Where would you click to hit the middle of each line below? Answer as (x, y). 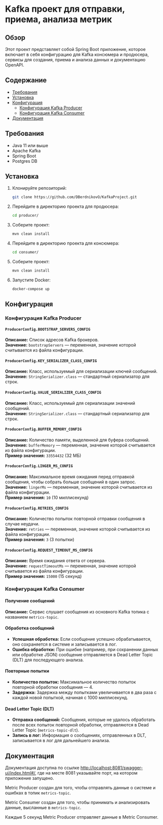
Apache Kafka (26, 150)
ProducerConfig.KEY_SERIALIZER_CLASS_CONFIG (51, 361)
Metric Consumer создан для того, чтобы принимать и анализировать (78, 802)
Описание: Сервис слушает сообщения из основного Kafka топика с (77, 612)
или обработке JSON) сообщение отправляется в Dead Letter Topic (82, 654)
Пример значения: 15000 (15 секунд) (43, 576)
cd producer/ (25, 216)
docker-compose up (31, 289)
